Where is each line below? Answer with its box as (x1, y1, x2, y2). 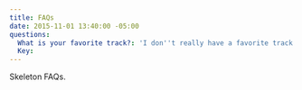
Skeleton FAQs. (9, 71, 66, 82)
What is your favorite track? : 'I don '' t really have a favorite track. (17, 38, 297, 48)
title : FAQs (9, 13, 54, 22)
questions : (9, 30, 51, 39)
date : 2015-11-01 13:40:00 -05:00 (9, 22, 140, 31)
